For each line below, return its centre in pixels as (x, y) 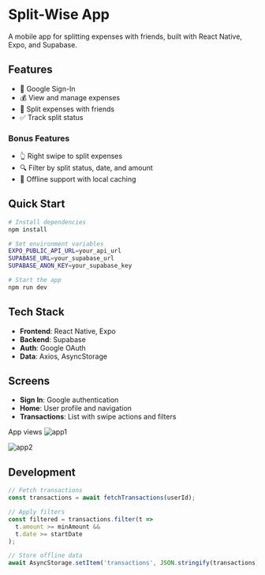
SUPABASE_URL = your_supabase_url (61, 258)
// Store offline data (45, 556)
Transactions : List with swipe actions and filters (98, 417)
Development (42, 472)
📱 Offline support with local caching (78, 179)
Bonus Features (39, 138)
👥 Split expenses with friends (67, 109)
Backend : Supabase (53, 339)
